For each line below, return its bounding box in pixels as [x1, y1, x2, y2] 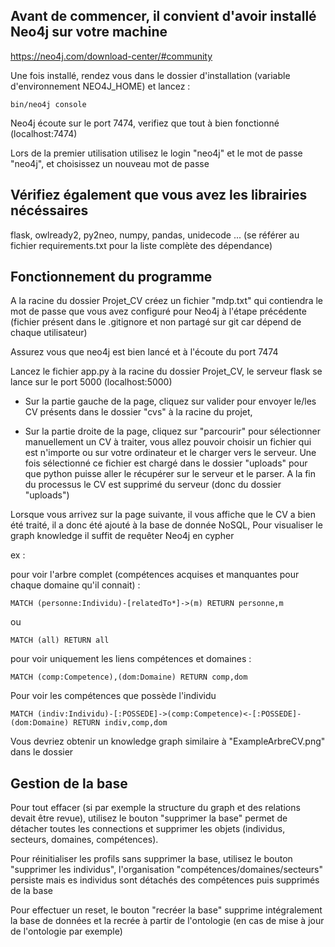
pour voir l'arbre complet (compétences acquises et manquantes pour [10, 569, 300, 581]
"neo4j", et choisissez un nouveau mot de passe [10, 157, 210, 169]
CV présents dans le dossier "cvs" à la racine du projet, [24, 406, 253, 418]
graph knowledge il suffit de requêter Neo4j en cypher [10, 530, 235, 542]
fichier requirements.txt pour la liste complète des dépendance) [10, 239, 273, 251]
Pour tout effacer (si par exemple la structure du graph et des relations [10, 802, 301, 814]
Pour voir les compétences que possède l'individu [10, 690, 217, 702]
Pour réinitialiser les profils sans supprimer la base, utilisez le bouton [10, 853, 293, 865]
